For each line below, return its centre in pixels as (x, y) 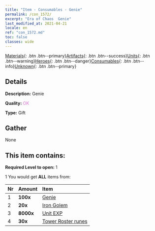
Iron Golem (55, 205)
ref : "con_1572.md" (25, 33)
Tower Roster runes (65, 221)
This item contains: (35, 155)
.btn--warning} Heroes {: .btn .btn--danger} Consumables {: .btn (68, 61)
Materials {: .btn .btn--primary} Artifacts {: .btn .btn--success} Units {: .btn (77, 56)
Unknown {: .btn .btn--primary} (46, 66)
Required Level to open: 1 (31, 167)
